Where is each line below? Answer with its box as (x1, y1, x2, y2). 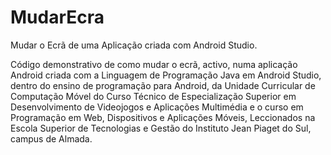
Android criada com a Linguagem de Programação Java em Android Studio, (10, 69, 322, 81)
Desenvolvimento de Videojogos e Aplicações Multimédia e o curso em (10, 101, 304, 113)
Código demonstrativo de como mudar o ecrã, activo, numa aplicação (10, 58, 298, 70)
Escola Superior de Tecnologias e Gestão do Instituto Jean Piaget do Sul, (10, 122, 312, 134)
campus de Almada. (10, 132, 93, 145)
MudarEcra (10, 6, 105, 29)
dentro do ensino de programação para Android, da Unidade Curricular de (10, 79, 316, 91)
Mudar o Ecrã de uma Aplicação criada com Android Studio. (10, 39, 258, 51)
